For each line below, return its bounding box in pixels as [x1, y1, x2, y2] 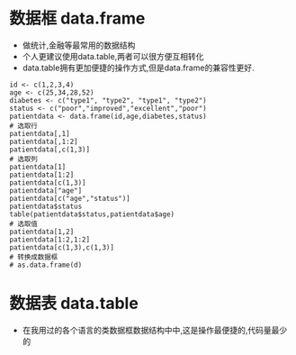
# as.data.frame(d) [9, 260, 83, 269]
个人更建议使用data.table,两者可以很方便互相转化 [22, 50, 204, 61]
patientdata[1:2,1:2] [9, 235, 91, 244]
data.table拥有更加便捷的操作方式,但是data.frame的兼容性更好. [22, 62, 255, 73]
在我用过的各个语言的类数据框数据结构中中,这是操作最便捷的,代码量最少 [22, 324, 288, 335]
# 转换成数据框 [9, 252, 58, 261]
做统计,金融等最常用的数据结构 [22, 40, 136, 50]
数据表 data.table [9, 294, 139, 314]
